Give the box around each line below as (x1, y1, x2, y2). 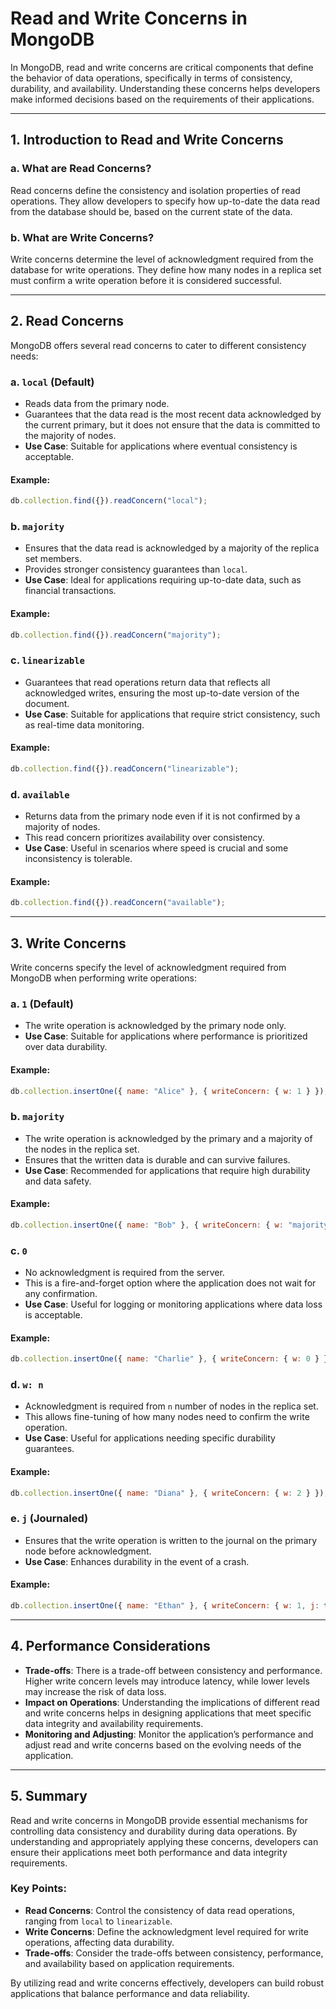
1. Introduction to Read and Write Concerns (10, 132, 284, 149)
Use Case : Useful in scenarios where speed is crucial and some (24, 842, 289, 854)
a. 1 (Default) (10, 997, 75, 1011)
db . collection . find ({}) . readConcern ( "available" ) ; (10, 898, 226, 908)
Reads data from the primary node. (24, 398, 170, 410)
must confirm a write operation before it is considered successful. (10, 274, 282, 286)
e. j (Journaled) (10, 1512, 89, 1526)
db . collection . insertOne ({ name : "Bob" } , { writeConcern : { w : (10, 1220, 284, 1230)
